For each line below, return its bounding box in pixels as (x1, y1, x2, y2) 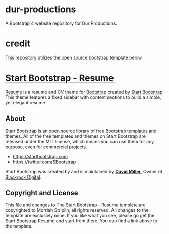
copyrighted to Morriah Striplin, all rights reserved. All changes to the (5, 207, 149, 213)
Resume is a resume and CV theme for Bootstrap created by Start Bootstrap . (5, 89, 164, 95)
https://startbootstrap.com (12, 153, 68, 159)
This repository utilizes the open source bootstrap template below (5, 54, 142, 61)
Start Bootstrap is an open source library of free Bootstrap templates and (5, 128, 157, 134)
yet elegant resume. (5, 99, 47, 105)
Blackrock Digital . (5, 174, 42, 180)
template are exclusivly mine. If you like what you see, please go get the (5, 213, 155, 219)
